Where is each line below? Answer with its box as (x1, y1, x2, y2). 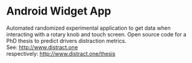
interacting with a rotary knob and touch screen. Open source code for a (6, 30, 187, 38)
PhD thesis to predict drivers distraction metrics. (6, 37, 127, 44)
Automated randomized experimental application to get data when (6, 24, 171, 31)
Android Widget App (6, 4, 112, 18)
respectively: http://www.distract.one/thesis (6, 50, 116, 57)
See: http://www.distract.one (6, 44, 78, 51)
